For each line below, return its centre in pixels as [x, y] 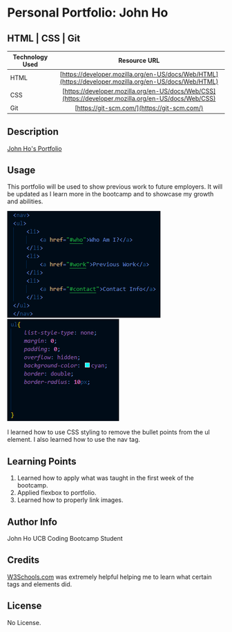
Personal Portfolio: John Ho [88, 13]
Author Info [32, 522]
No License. [24, 622]
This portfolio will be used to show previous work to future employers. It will [115, 187]
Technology [30, 57]
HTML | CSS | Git [44, 38]
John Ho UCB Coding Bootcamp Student [65, 538]
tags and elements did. [40, 584]
